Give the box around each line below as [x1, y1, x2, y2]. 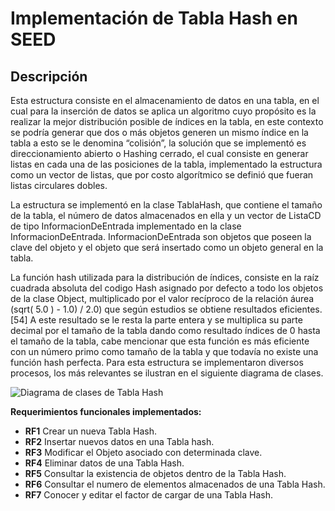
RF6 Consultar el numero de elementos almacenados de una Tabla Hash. [24, 478, 326, 490]
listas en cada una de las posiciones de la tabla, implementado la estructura [10, 158, 323, 170]
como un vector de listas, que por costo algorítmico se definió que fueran [10, 169, 314, 181]
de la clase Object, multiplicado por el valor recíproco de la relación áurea [10, 293, 315, 304]
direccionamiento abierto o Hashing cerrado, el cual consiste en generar [10, 148, 309, 159]
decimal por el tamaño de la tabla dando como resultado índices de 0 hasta [10, 325, 321, 336]
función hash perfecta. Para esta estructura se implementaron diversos [10, 357, 304, 368]
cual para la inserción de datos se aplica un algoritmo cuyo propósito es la [10, 105, 317, 117]
